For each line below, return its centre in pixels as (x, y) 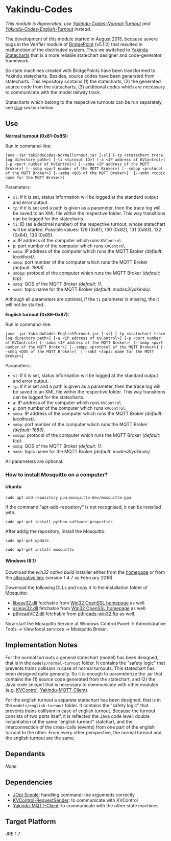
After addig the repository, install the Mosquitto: (55, 531)
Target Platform (31, 821)
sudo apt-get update (27, 541)
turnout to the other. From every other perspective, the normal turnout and (83, 732)
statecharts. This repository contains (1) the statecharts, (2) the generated (83, 81)
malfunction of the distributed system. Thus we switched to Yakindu (77, 50)
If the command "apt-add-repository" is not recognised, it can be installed (83, 507)
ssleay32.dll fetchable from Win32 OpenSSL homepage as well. (80, 609)
